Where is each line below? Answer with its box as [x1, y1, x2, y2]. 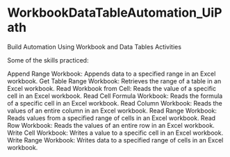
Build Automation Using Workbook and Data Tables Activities [7, 42, 182, 51]
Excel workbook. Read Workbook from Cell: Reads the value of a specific [7, 84, 217, 92]
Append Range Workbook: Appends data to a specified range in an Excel [7, 69, 216, 78]
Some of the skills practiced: [7, 56, 89, 64]
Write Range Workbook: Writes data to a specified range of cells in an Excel [7, 135, 224, 144]
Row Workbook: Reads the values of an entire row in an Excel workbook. [7, 121, 215, 129]
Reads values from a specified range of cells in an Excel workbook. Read [7, 113, 216, 122]
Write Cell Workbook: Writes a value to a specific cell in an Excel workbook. [7, 129, 224, 137]
